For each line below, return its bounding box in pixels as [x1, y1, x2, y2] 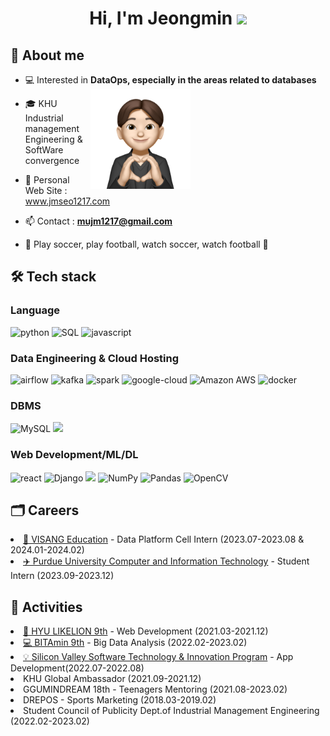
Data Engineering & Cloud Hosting [10, 351, 180, 365]
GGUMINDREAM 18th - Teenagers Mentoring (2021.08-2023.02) [23, 683, 288, 696]
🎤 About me [10, 47, 85, 64]
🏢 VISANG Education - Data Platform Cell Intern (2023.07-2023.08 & [23, 533, 305, 546]
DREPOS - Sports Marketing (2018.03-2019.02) [23, 694, 217, 706]
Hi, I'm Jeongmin [89, 7, 233, 30]
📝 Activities [10, 598, 83, 616]
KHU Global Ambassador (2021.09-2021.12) [23, 673, 202, 685]
